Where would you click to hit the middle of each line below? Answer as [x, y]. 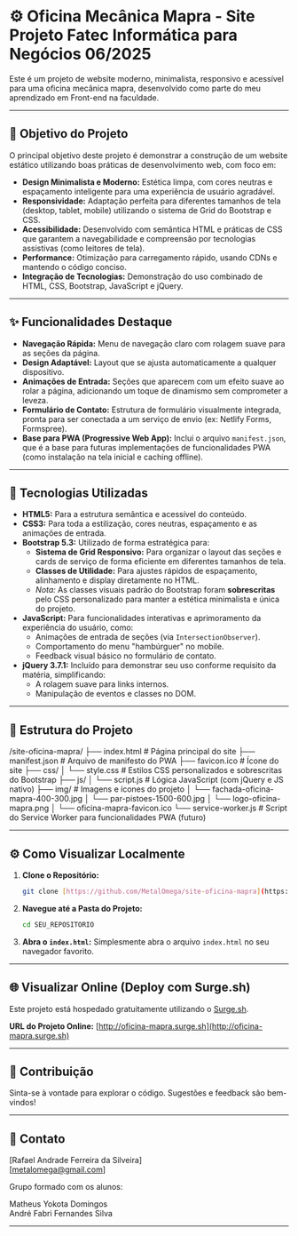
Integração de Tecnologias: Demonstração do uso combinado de [142, 276]
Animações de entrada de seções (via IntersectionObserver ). [148, 637]
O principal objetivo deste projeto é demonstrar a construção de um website [149, 155]
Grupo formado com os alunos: [66, 1187]
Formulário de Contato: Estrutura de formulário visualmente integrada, [152, 410]
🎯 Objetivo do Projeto [69, 134]
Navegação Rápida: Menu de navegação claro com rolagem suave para [153, 343]
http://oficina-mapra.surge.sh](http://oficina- [181, 1026]
